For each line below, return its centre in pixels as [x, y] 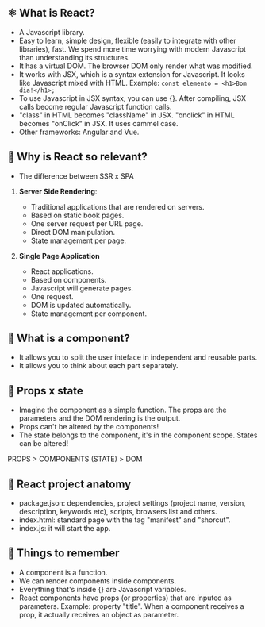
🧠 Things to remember [63, 554]
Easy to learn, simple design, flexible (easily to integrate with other [128, 40]
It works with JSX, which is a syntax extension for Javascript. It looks [132, 74]
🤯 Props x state [46, 391]
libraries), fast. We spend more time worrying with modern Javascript [132, 49]
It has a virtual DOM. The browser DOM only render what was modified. [136, 66]
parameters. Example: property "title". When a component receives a [131, 606]
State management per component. [89, 313]
